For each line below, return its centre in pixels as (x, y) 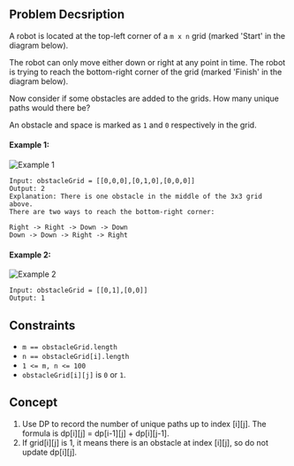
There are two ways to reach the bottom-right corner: (112, 212)
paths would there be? (50, 107)
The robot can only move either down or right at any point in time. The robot (147, 62)
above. (21, 204)
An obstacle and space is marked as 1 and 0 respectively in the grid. (133, 125)
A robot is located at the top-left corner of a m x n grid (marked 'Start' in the (147, 35)
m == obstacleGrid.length (69, 348)
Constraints (42, 325)
